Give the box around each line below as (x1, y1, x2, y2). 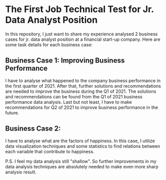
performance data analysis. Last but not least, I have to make (5, 99, 132, 105)
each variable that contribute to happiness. (5, 148, 95, 154)
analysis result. (5, 169, 37, 175)
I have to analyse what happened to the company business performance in (5, 77, 161, 84)
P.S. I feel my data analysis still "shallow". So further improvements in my (5, 158, 157, 164)
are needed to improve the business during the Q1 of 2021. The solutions (5, 88, 156, 94)
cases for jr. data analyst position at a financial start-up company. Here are (5, 36, 160, 42)
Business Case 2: (5, 125, 61, 133)
